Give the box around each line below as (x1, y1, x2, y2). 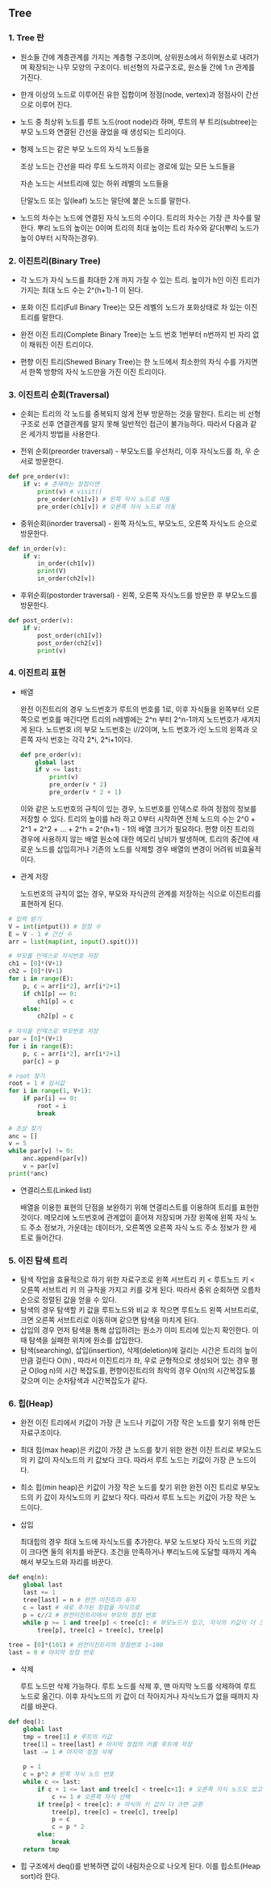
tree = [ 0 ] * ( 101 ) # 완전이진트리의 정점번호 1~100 (8, 1641, 164, 1650)
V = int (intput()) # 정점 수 (8, 922, 102, 930)
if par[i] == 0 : (23, 1094, 78, 1102)
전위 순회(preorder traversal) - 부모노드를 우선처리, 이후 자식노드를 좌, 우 (19, 446, 252, 456)
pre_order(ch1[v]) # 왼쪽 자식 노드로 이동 (37, 495, 171, 504)
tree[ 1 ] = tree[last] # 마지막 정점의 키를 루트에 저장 (23, 1740, 193, 1748)
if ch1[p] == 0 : (23, 989, 78, 997)
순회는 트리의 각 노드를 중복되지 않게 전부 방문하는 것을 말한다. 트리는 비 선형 (19, 409, 261, 419)
